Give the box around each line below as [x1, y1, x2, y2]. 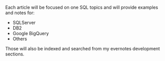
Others [12, 36, 27, 42]
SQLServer [12, 20, 36, 25]
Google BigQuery [12, 30, 49, 36]
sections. [5, 51, 24, 57]
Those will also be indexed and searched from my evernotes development [5, 46, 160, 51]
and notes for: [5, 10, 35, 16]
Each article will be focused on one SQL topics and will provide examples [5, 5, 158, 10]
